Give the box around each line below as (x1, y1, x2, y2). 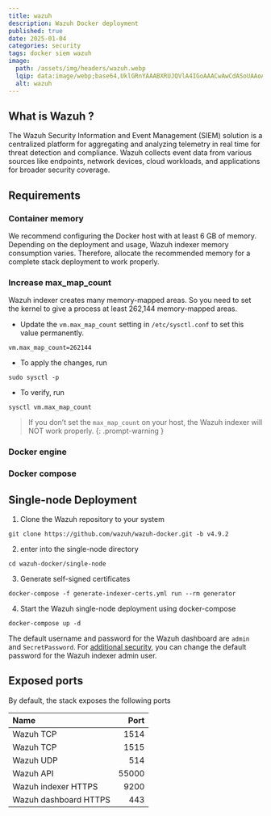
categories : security (8, 42, 81, 50)
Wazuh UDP (12, 755, 58, 766)
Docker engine (8, 446, 67, 457)
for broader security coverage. (8, 165, 110, 175)
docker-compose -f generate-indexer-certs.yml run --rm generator (8, 589, 236, 598)
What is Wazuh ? (8, 109, 94, 123)
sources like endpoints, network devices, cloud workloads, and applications (8, 157, 261, 166)
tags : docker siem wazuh (8, 49, 92, 57)
